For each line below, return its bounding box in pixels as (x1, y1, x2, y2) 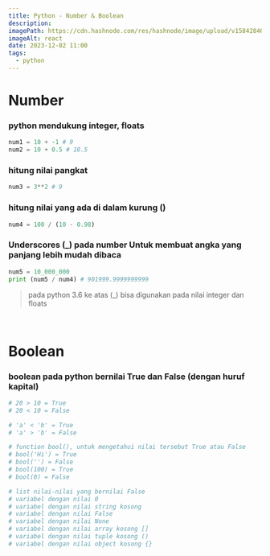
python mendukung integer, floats (8, 120, 145, 131)
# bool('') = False (8, 458, 74, 467)
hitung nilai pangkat (8, 165, 88, 176)
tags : (8, 49, 27, 57)
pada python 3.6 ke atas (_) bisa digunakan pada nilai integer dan (27, 290, 244, 299)
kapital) (8, 381, 39, 392)
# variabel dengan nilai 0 (8, 495, 99, 503)
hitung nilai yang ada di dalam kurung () (8, 202, 166, 213)
